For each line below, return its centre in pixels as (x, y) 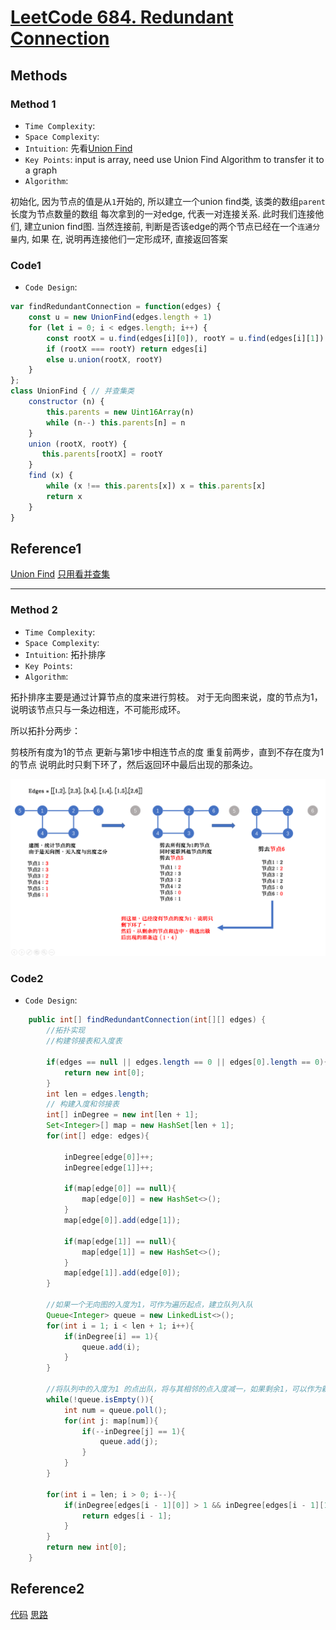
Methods (39, 75)
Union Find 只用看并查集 (60, 574)
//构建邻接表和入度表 (84, 1041)
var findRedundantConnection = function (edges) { (116, 307)
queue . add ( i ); (111, 1347)
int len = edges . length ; (98, 1094)
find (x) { (51, 476)
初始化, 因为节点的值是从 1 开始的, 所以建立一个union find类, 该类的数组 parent (168, 201)
